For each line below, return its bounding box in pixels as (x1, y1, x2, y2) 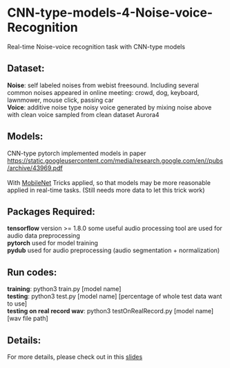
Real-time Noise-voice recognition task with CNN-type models (7, 42, 185, 51)
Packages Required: (7, 206, 95, 218)
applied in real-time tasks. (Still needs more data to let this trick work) (7, 186, 205, 194)
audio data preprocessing (7, 231, 81, 240)
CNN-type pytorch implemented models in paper (7, 149, 146, 157)
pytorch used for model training (7, 239, 99, 247)
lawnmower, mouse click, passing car (7, 96, 114, 104)
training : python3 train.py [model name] (7, 285, 122, 293)
